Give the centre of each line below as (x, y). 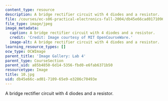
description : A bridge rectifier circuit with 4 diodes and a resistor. (82, 14)
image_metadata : (22, 28)
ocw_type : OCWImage (25, 51)
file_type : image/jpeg (29, 24)
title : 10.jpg (20, 75)
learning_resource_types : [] (35, 47)
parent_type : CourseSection (34, 61)
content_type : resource (30, 10)
